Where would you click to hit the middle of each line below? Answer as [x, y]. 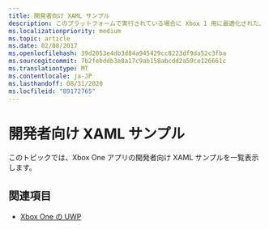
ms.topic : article [39, 38]
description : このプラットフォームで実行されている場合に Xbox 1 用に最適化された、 [137, 23]
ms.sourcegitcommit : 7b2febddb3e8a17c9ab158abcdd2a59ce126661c [117, 61]
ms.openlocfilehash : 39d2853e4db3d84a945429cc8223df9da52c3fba [117, 53]
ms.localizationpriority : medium [65, 31]
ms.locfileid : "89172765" [52, 91]
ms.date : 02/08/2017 [43, 46]
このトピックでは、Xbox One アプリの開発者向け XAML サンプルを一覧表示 [134, 158]
